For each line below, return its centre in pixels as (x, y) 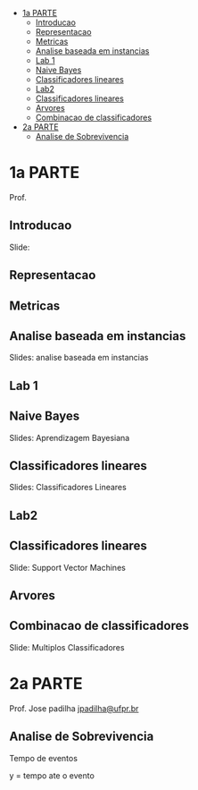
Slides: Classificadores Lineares (68, 488)
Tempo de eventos (44, 758)
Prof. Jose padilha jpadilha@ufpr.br (74, 708)
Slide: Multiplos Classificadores (67, 647)
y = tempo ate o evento (52, 775)
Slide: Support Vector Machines (68, 567)
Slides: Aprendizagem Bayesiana (70, 437)
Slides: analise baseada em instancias (79, 358)
